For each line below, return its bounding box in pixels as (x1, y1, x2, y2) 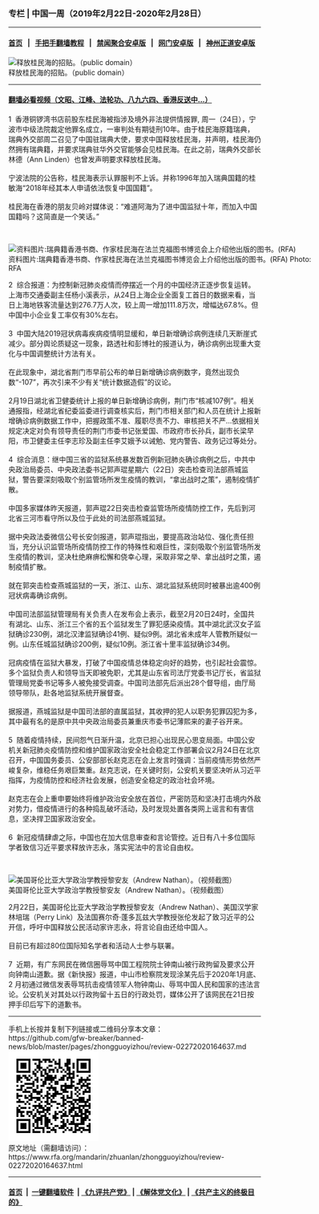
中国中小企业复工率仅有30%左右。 (8, 310, 123, 320)
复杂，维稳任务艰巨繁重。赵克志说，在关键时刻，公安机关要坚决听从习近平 (14, 765, 261, 775)
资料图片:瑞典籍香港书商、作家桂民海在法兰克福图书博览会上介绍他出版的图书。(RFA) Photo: (8, 254, 312, 263)
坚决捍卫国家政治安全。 (22, 813, 100, 823)
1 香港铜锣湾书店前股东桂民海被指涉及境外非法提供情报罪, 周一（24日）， (8, 114, 249, 124)
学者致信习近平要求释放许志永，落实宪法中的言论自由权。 (8, 842, 198, 852)
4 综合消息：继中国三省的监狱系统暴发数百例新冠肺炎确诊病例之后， (8, 454, 235, 464)
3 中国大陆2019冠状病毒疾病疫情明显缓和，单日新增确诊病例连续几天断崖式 (8, 328, 258, 338)
